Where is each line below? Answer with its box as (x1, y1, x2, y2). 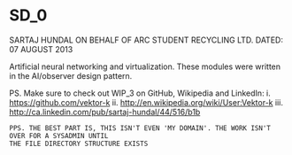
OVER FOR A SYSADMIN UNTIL (9, 131, 109, 140)
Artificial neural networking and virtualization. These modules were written (9, 61, 281, 72)
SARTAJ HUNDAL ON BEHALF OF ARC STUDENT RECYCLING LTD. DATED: (9, 35, 283, 45)
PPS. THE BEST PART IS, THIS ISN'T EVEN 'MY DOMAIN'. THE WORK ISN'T (9, 123, 272, 133)
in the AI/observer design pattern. (9, 70, 133, 81)
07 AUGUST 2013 (9, 43, 73, 54)
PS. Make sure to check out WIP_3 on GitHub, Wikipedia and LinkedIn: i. (9, 88, 272, 98)
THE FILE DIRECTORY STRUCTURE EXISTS (9, 139, 149, 148)
